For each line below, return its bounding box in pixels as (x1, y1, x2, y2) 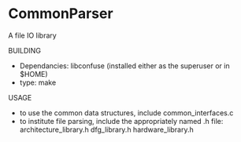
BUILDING (8, 46, 42, 55)
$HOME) (19, 69, 49, 78)
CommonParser (8, 5, 113, 23)
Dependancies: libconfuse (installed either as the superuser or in (19, 60, 230, 71)
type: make (19, 78, 57, 87)
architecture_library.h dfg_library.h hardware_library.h (19, 125, 195, 134)
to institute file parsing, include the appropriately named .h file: (19, 116, 224, 126)
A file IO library (8, 31, 57, 40)
